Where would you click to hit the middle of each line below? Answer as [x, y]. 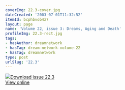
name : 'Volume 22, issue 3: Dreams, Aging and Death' [64, 29]
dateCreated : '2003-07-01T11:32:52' [44, 15]
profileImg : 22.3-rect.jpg [34, 34]
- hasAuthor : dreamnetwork [34, 43]
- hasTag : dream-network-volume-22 [43, 48]
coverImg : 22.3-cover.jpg [33, 10]
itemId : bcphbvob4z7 [27, 19]
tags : [11, 39]
